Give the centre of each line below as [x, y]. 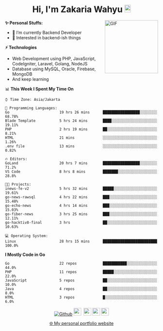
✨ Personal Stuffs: [24, 23]
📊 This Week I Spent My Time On [39, 89]
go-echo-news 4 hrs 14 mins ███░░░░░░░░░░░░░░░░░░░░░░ [81, 205]
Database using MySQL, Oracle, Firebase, [54, 69]
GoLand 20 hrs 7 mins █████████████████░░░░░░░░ [81, 163]
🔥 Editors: [16, 159]
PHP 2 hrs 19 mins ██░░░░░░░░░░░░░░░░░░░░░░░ [81, 129]
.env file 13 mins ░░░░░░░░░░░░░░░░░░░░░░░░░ [81, 146]
